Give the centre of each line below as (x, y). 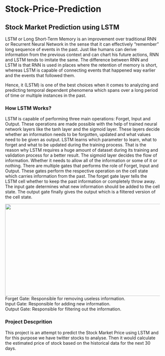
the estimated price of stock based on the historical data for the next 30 (78, 343)
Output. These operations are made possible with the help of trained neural (81, 124)
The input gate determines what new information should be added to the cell (82, 187)
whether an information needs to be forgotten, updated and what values (78, 135)
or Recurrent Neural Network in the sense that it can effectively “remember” (82, 44)
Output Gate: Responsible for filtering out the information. (63, 309)
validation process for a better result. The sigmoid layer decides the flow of (81, 155)
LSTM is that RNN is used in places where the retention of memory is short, (81, 65)
